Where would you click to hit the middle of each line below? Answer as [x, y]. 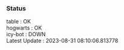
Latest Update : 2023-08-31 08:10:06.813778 [62, 41]
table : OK [19, 22]
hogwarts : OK [24, 28]
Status [16, 8]
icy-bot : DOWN [26, 34]
